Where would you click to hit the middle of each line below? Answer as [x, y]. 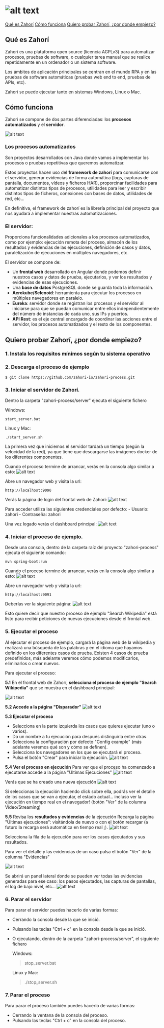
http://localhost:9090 [28, 491]
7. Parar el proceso [27, 995]
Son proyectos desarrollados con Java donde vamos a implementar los [77, 158]
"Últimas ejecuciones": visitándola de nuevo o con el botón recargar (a [77, 822]
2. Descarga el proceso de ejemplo [47, 367]
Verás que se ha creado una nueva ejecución [51, 782]
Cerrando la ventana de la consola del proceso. [60, 1015]
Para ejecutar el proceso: [31, 673]
